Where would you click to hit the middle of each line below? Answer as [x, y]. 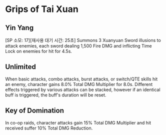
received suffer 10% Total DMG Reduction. [49, 128]
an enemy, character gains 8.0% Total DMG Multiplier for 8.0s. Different [79, 84]
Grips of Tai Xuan [42, 9]
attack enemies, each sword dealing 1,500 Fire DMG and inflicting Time [78, 46]
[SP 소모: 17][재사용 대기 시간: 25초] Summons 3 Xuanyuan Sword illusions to [83, 40]
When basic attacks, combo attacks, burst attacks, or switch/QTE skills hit [81, 79]
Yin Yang [19, 28]
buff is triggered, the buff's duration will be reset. [56, 95]
